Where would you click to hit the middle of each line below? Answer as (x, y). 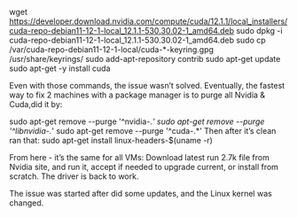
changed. (27, 203)
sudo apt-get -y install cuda (60, 68)
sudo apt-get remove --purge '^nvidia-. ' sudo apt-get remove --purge (137, 121)
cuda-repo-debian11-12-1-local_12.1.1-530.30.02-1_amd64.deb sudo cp (137, 40)
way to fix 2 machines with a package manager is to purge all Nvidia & (137, 95)
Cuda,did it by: (36, 104)
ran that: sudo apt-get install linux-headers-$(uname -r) (111, 140)
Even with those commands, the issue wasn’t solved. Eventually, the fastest (147, 85)
